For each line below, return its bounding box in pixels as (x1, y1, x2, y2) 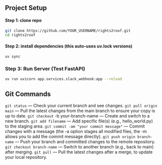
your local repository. (5, 154, 47, 160)
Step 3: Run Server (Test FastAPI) (5, 66, 86, 72)
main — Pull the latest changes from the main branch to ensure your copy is (5, 108, 156, 114)
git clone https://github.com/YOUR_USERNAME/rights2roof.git (5, 28, 131, 33)
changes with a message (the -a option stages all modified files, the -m (5, 129, 147, 134)
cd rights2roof (5, 33, 36, 38)
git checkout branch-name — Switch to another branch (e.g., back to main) (5, 144, 154, 150)
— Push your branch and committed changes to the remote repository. (15, 139, 156, 145)
